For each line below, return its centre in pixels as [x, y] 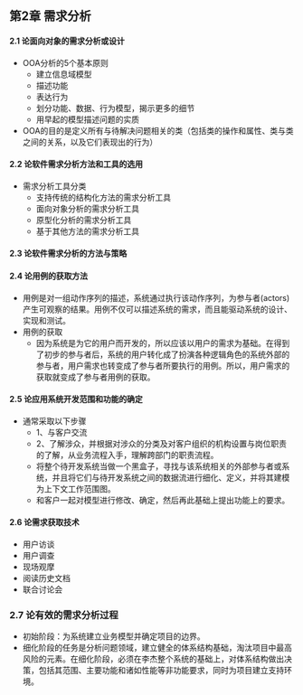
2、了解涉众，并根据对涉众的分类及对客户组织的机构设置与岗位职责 [161, 443]
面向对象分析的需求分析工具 [88, 208]
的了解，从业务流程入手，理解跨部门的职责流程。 [127, 455]
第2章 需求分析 [51, 16]
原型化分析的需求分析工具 [84, 220]
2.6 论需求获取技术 [44, 522]
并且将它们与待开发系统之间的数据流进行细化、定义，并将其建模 [171, 477]
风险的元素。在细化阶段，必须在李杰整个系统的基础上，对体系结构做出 [153, 659]
